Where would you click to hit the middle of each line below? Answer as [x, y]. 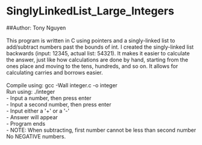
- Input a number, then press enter [49, 98]
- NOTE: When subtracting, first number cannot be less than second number [101, 130]
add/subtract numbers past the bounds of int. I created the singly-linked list [100, 47]
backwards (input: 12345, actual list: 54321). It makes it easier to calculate [98, 53]
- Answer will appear [32, 117]
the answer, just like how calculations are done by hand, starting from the [97, 60]
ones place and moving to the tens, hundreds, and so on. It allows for [92, 66]
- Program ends [26, 123]
